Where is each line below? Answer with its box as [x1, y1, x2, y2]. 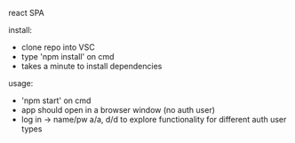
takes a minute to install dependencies [20, 61, 163, 71]
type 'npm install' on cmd [20, 52, 115, 61]
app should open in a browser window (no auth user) [20, 105, 215, 115]
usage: [8, 78, 34, 88]
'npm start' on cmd [20, 95, 92, 106]
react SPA [8, 8, 45, 18]
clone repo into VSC [20, 42, 95, 52]
